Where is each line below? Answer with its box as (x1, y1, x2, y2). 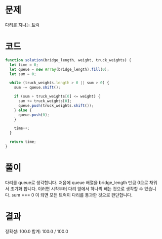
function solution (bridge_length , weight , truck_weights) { (5, 57, 132, 62)
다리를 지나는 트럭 (5, 22, 40, 28)
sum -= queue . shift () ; (14, 85, 61, 90)
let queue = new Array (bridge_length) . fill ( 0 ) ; (9, 67, 110, 72)
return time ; (9, 140, 37, 144)
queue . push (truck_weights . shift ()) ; (18, 103, 94, 108)
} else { (14, 107, 32, 113)
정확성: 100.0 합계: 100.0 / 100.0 (5, 228, 68, 234)
